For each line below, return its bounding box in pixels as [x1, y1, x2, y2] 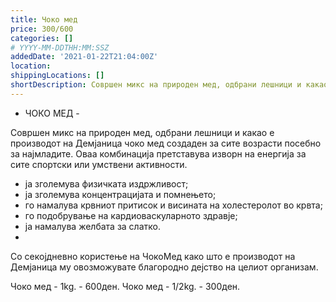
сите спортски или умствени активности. [10, 158, 188, 170]
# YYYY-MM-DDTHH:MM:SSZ [10, 42, 110, 53]
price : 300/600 [10, 24, 74, 34]
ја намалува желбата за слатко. [24, 220, 161, 232]
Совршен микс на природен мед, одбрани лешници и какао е [10, 126, 275, 138]
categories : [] [10, 33, 74, 43]
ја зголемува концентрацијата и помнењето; [24, 188, 217, 200]
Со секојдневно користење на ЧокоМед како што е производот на [10, 250, 296, 262]
